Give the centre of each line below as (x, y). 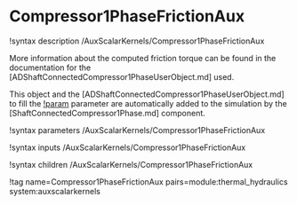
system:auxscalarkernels (55, 191)
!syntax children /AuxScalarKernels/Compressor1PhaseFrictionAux (131, 164)
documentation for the (50, 67)
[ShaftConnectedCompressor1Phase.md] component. (108, 113)
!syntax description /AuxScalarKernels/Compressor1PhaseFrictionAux (137, 41)
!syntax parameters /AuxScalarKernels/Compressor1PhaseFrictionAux (137, 130)
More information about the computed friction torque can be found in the (143, 58)
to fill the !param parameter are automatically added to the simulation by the (148, 103)
